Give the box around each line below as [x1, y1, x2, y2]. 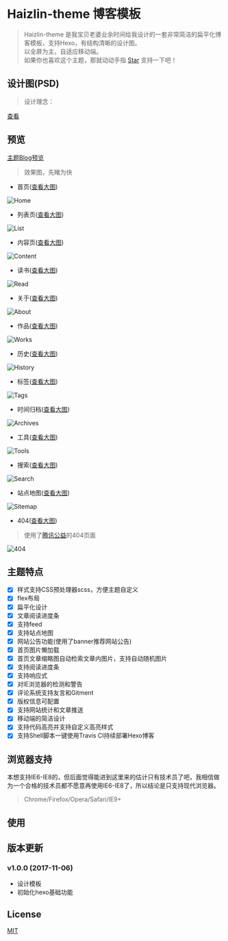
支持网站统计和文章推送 [16, 706, 84, 714]
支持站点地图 [16, 628, 53, 637]
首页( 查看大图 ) [16, 182, 58, 190]
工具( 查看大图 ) [16, 433, 58, 441]
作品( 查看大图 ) [16, 321, 58, 329]
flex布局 [16, 594, 40, 603]
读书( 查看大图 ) [16, 266, 58, 274]
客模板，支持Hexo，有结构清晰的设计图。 [23, 38, 141, 47]
